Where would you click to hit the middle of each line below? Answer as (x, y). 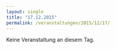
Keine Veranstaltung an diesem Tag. (50, 40)
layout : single (25, 12)
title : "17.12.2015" (32, 17)
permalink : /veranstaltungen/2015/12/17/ (58, 23)
